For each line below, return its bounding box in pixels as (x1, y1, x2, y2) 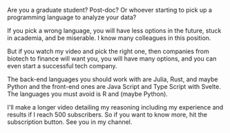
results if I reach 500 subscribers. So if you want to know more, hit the (7, 110, 207, 119)
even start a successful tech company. (7, 62, 117, 70)
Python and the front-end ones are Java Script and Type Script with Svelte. (7, 83, 221, 90)
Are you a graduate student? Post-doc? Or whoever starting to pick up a (7, 6, 213, 14)
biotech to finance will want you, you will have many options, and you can (7, 54, 217, 63)
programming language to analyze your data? (7, 13, 137, 21)
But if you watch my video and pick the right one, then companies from (7, 48, 209, 55)
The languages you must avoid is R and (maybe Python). (7, 90, 168, 98)
